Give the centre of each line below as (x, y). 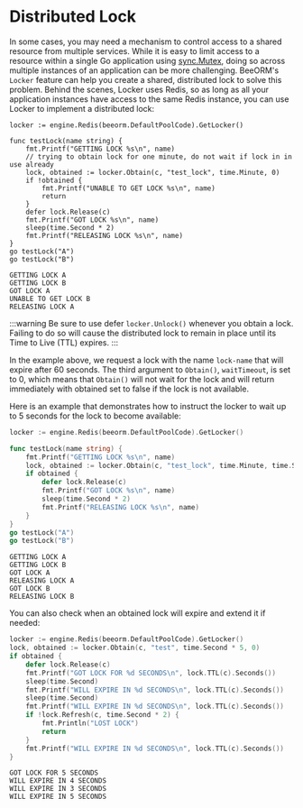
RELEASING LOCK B (42, 597)
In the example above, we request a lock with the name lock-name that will (147, 360)
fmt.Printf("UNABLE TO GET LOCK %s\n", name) (129, 188)
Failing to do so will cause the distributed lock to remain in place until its (143, 333)
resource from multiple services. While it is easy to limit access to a (134, 50)
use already (32, 164)
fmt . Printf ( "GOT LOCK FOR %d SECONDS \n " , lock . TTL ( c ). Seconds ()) (151, 673)
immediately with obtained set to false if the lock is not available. (129, 389)
